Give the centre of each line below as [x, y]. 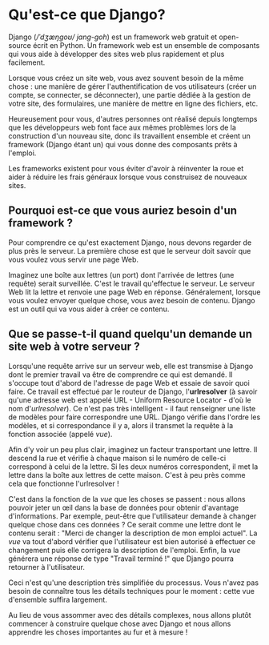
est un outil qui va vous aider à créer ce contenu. [89, 309]
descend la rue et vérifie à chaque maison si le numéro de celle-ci [117, 458]
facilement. [27, 62]
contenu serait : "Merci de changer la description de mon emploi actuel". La [133, 533]
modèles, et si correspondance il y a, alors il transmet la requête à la [121, 425]
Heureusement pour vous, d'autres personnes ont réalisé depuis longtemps [133, 118]
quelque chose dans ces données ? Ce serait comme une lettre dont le [125, 524]
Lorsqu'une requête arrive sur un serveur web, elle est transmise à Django [131, 366]
